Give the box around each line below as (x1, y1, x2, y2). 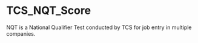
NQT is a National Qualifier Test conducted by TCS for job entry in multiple (6, 24, 192, 31)
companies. (6, 30, 36, 37)
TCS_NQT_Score (6, 4, 91, 18)
